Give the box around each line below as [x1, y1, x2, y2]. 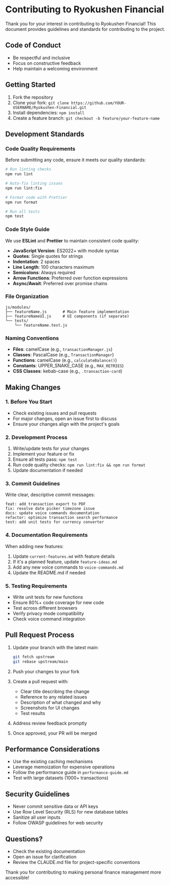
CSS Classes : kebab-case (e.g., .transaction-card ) [12, 368, 123, 374]
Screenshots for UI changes [20, 705, 80, 711]
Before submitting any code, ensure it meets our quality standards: [5, 157, 146, 163]
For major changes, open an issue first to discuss [12, 415, 117, 422]
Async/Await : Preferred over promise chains [12, 280, 108, 286]
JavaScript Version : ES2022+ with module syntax [12, 248, 119, 254]
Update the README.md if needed [12, 569, 86, 576]
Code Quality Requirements [5, 145, 76, 152]
